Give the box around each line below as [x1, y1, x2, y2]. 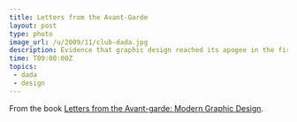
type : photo [9, 29, 53, 38]
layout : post [9, 21, 57, 30]
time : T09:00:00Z [9, 54, 73, 63]
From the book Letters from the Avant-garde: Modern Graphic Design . [9, 103, 263, 113]
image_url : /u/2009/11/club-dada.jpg [9, 37, 148, 47]
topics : [9, 63, 38, 72]
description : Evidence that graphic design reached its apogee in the [9, 46, 275, 55]
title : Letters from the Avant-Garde [9, 12, 148, 22]
